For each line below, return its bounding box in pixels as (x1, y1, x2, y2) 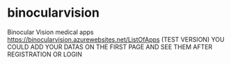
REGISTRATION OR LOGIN (7, 50, 82, 58)
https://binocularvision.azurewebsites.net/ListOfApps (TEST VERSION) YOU (7, 35, 225, 43)
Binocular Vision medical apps (7, 28, 94, 36)
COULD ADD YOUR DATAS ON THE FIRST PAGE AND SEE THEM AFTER (7, 42, 213, 51)
